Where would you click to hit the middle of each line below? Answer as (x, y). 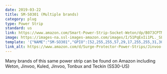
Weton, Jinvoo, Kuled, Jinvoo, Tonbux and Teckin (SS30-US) (67, 66)
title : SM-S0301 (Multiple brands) (42, 14)
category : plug (21, 19)
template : (15, 42)
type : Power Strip (24, 24)
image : (12, 38)
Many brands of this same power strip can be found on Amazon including (80, 61)
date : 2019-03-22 (23, 10)
